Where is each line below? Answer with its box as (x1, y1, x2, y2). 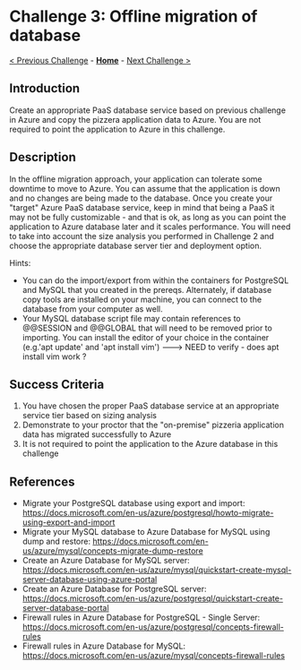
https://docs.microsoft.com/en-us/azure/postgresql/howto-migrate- (21, 508, 274, 519)
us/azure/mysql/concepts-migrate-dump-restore (21, 545, 203, 556)
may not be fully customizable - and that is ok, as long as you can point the (9, 211, 287, 222)
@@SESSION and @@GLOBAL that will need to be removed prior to (21, 322, 273, 333)
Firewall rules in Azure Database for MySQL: (21, 640, 186, 651)
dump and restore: (21, 536, 91, 547)
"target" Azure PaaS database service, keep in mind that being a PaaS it (9, 202, 275, 212)
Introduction (9, 81, 81, 96)
